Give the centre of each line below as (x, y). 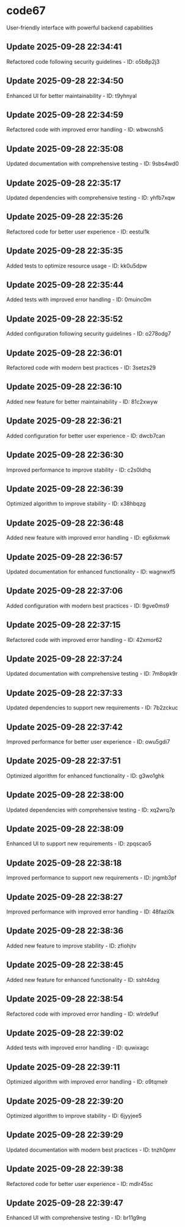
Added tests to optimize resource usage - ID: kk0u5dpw (77, 266)
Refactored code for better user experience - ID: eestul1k (78, 232)
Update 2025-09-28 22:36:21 (64, 421)
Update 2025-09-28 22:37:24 (65, 659)
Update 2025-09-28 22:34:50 (65, 81)
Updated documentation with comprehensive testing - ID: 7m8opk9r (92, 674)
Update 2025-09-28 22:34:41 (64, 47)
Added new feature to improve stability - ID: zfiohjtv (71, 946)
